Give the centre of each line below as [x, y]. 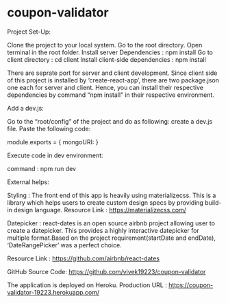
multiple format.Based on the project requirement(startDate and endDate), [111, 238]
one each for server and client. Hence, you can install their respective [105, 87]
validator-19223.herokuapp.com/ [53, 292]
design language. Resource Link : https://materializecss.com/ [100, 210]
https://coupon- [191, 285]
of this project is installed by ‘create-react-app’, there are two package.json [113, 80]
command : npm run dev [42, 168]
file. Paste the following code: [49, 128]
